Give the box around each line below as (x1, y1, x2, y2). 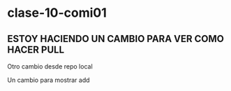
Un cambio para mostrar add (7, 76, 90, 84)
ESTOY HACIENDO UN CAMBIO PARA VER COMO (7, 33, 225, 45)
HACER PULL (7, 43, 65, 55)
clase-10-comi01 (7, 5, 107, 21)
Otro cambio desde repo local (7, 62, 93, 71)
